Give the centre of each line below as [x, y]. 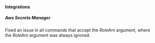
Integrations [18, 7]
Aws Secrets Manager [28, 18]
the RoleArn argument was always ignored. [48, 35]
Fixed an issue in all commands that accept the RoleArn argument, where [78, 30]
